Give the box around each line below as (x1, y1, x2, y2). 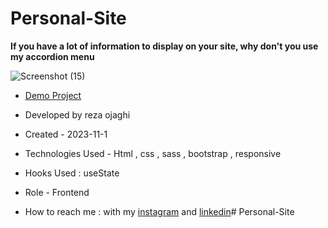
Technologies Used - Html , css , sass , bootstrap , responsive (24, 147, 282, 159)
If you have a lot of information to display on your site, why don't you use (10, 40, 319, 52)
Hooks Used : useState (24, 167, 120, 179)
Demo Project (24, 89, 82, 101)
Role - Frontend (24, 186, 90, 198)
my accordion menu (10, 50, 95, 62)
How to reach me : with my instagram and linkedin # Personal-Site (24, 205, 295, 217)
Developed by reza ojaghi (24, 108, 131, 121)
